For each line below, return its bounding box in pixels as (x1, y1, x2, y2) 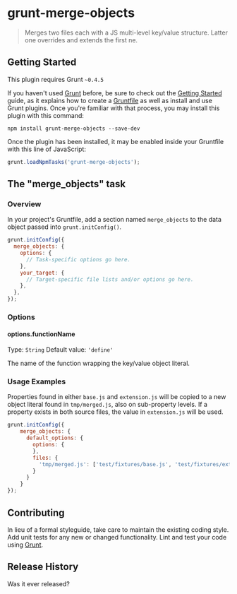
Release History (7, 561, 79, 573)
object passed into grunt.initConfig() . (7, 222, 122, 231)
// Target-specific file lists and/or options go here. (25, 275, 194, 283)
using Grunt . (7, 540, 44, 549)
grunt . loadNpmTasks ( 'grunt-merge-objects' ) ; (7, 158, 140, 165)
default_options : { (25, 434, 83, 442)
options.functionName (7, 330, 75, 338)
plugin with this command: (7, 111, 85, 119)
